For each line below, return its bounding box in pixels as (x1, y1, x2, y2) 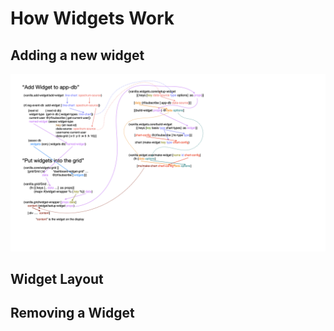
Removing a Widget (10, 305, 135, 322)
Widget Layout (10, 270, 104, 287)
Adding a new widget (10, 47, 145, 64)
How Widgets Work (10, 7, 175, 30)
